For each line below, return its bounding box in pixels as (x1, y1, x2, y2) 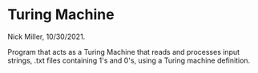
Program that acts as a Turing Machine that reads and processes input (7, 47, 240, 56)
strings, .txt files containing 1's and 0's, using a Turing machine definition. (7, 56, 251, 65)
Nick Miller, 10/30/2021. (7, 32, 86, 41)
